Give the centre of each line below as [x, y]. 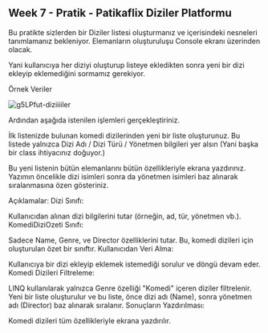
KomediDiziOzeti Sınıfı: [46, 224]
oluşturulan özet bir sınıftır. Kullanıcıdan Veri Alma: [91, 248]
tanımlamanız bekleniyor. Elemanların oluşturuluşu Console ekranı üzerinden [134, 41]
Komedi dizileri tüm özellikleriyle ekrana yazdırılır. [89, 320]
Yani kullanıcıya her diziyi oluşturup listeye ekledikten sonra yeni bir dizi [126, 65]
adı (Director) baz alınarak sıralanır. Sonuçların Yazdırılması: [106, 305]
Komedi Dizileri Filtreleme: [51, 272]
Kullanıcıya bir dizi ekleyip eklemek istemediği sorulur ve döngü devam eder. [134, 264]
